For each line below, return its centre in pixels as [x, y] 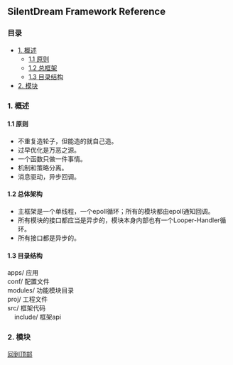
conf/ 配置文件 [28, 282]
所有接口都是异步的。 [49, 238]
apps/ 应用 [23, 273]
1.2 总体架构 [25, 194]
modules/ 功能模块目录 [41, 290]
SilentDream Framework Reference [86, 12]
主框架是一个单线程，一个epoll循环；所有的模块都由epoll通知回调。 [116, 212]
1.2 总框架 [43, 67]
